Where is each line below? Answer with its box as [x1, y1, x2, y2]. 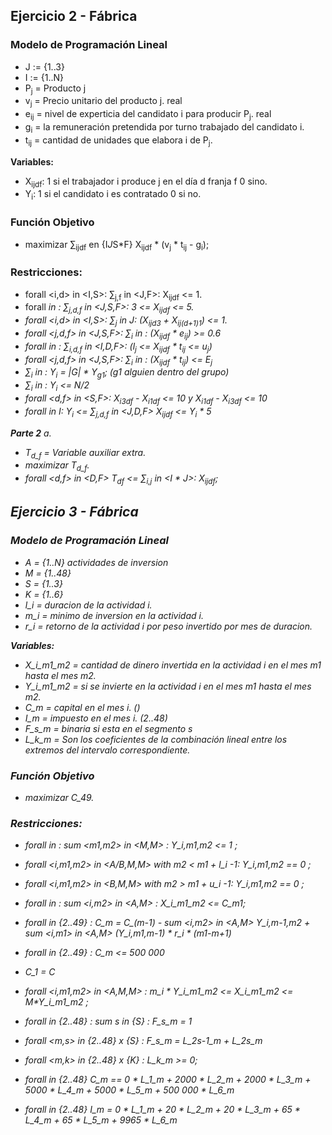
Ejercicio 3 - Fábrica [10, 504, 139, 521]
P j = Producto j [24, 82, 87, 96]
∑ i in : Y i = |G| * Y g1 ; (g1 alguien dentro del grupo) [24, 366, 230, 381]
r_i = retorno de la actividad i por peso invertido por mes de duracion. [24, 620, 313, 632]
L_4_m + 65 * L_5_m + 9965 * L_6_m [24, 1114, 178, 1126]
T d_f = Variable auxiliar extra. [24, 446, 147, 461]
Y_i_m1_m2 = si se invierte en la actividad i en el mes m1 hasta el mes [24, 680, 312, 692]
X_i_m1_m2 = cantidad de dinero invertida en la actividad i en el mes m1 [24, 659, 322, 671]
